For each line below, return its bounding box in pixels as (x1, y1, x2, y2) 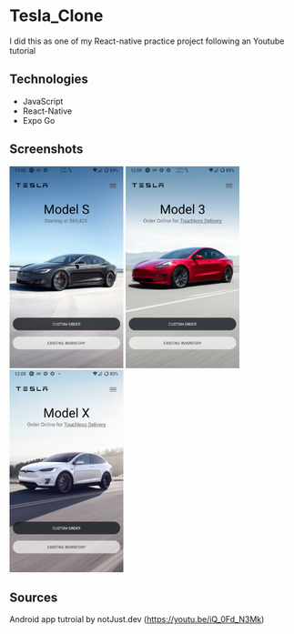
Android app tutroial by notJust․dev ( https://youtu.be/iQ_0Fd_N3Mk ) (9, 614, 265, 625)
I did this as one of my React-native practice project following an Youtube (9, 35, 285, 46)
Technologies (9, 72, 89, 87)
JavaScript (22, 96, 64, 106)
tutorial (9, 45, 36, 55)
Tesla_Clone (9, 5, 104, 26)
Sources (9, 590, 58, 606)
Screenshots (9, 142, 84, 157)
